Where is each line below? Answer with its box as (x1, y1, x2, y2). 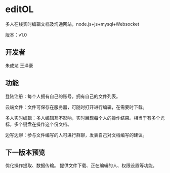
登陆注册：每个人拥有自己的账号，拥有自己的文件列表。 (5, 93, 120, 99)
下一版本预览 (5, 148, 46, 157)
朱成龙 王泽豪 (5, 62, 33, 68)
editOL (5, 4, 34, 15)
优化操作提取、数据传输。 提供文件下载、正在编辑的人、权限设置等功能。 (5, 162, 157, 168)
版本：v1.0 (5, 31, 27, 38)
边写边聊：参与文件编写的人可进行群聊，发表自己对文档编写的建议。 (5, 132, 147, 138)
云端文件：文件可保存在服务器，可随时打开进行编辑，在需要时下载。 (5, 104, 147, 110)
